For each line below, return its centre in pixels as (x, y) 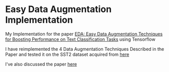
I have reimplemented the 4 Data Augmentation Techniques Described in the (85, 49)
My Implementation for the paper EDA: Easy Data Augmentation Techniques (84, 34)
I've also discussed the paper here (41, 64)
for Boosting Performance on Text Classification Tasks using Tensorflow (80, 39)
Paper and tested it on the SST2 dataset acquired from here (67, 54)
